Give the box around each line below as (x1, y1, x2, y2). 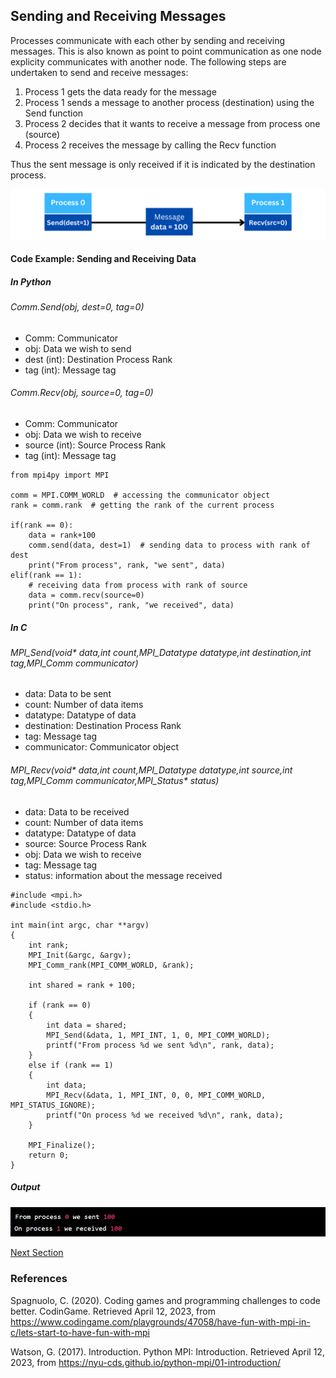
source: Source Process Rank (24, 837, 147, 849)
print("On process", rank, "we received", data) (28, 600, 235, 610)
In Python (10, 275, 52, 288)
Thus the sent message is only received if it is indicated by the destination (10, 158, 316, 170)
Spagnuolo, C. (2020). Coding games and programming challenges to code (10, 1294, 321, 1306)
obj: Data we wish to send (24, 342, 132, 354)
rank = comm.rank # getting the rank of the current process (10, 500, 275, 510)
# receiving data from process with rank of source (28, 580, 248, 590)
